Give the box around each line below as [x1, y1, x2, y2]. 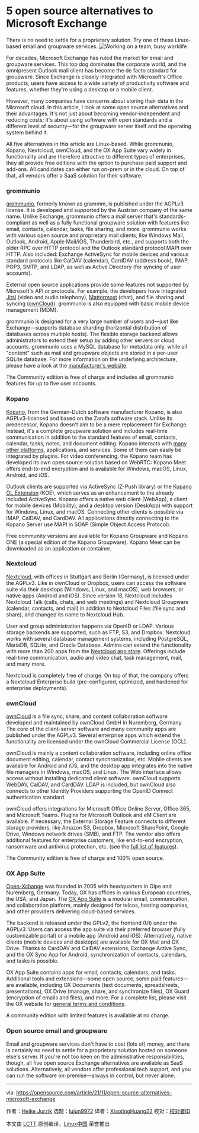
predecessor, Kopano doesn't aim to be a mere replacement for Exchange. [6, 420, 188, 428]
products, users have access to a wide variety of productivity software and [6, 79, 190, 87]
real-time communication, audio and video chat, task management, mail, [6, 654, 182, 661]
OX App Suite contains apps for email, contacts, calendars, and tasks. [6, 969, 176, 976]
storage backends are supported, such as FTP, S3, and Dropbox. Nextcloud [6, 628, 191, 636]
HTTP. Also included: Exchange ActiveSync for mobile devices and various [6, 251, 189, 258]
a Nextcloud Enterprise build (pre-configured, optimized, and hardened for [6, 678, 188, 685]
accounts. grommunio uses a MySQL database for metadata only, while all [6, 343, 188, 350]
